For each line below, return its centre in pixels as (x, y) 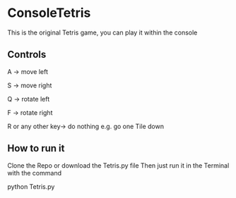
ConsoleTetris (49, 13)
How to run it (36, 148)
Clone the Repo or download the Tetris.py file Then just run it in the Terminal (118, 165)
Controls (27, 55)
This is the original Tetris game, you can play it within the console (102, 32)
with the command (35, 173)
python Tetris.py (31, 186)
